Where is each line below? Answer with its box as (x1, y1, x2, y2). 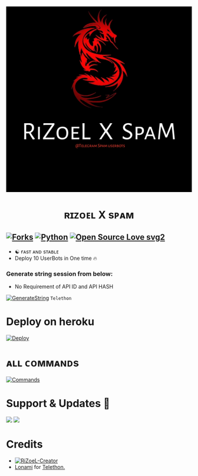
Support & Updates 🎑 (6, 397, 110, 410)
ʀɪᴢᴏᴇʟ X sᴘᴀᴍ (64, 209, 134, 222)
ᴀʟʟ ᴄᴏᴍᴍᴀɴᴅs (6, 356, 80, 370)
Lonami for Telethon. (14, 464, 65, 471)
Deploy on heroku (6, 315, 95, 329)
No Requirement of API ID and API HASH (14, 283, 114, 290)
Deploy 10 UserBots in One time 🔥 (14, 254, 97, 262)
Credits (6, 438, 43, 451)
